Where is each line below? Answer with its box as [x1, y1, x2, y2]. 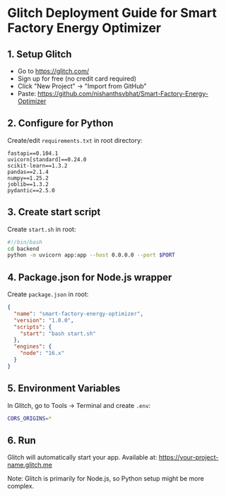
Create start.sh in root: [7, 225, 76, 233]
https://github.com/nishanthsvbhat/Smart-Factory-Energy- [37, 90, 208, 98]
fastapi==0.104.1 [7, 150, 59, 157]
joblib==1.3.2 [7, 180, 49, 188]
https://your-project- [158, 453, 219, 462]
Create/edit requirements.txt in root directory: [7, 136, 143, 144]
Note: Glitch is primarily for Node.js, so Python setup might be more [7, 474, 205, 483]
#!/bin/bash [7, 238, 42, 245]
